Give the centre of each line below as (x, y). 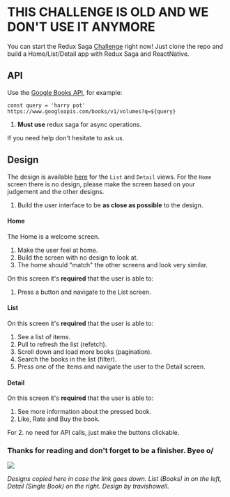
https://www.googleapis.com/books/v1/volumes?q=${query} (92, 111)
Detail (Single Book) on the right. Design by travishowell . (88, 487)
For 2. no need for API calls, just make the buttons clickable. (93, 433)
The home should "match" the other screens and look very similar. (112, 265)
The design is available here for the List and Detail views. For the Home (109, 177)
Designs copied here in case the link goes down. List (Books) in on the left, (114, 479)
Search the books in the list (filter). (67, 359)
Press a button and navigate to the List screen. (84, 292)
